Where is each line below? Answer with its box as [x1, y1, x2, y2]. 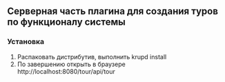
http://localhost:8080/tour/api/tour [17, 67, 116, 75]
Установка [7, 37, 45, 47]
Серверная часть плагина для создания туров [7, 6, 219, 17]
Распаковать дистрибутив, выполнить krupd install [17, 52, 167, 61]
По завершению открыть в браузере [17, 60, 126, 68]
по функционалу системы [7, 17, 126, 28]
